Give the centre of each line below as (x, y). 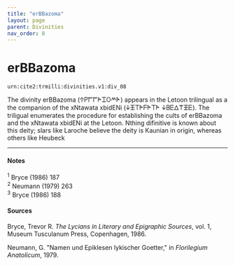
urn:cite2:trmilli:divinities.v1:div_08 (67, 87)
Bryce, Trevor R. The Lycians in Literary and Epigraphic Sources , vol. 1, (109, 226)
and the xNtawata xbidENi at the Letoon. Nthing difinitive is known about (112, 123)
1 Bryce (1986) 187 (34, 177)
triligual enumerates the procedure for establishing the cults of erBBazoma (115, 116)
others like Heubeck (36, 138)
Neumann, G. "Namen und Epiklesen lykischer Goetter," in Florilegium (107, 247)
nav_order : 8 (26, 33)
